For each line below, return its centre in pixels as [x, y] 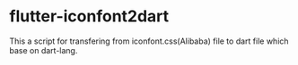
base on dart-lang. [44, 50]
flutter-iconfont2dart [89, 16]
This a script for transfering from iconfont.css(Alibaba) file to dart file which [149, 41]
